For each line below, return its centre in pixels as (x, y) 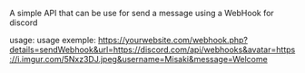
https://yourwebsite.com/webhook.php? (173, 40)
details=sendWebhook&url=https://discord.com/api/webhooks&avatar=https (152, 50)
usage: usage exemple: (53, 40)
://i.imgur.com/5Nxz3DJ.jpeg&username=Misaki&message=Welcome (138, 59)
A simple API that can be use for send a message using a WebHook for (142, 13)
